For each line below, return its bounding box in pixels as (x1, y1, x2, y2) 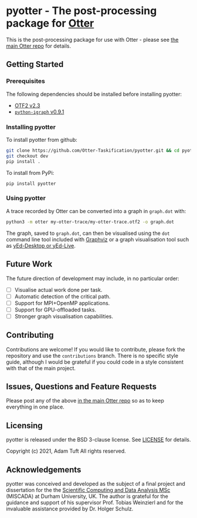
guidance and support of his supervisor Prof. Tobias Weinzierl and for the (6, 499, 184, 506)
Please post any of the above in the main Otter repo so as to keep (6, 397, 164, 404)
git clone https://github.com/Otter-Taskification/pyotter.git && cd (6, 147, 180, 154)
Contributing (6, 330, 54, 340)
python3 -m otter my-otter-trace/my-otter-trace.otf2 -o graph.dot (6, 219, 175, 225)
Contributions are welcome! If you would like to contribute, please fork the (6, 346, 185, 353)
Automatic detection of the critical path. (14, 293, 111, 300)
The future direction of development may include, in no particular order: (6, 275, 180, 282)
